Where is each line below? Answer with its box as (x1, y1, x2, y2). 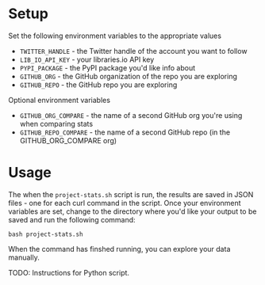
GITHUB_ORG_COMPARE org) (19, 135, 117, 145)
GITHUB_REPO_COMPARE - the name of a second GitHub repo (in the (19, 127, 231, 137)
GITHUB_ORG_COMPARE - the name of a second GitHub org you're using (19, 110, 243, 120)
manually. (8, 253, 40, 262)
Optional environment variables (8, 95, 111, 104)
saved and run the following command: (8, 215, 136, 224)
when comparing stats (19, 119, 94, 128)
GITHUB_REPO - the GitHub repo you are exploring (19, 80, 178, 89)
